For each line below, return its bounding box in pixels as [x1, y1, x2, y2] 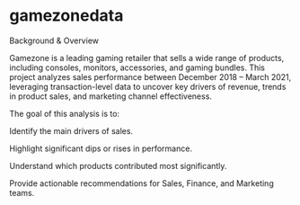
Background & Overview [9, 35, 99, 46]
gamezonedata [9, 5, 124, 26]
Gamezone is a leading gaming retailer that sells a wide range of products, [9, 52, 285, 63]
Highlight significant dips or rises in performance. [9, 143, 193, 154]
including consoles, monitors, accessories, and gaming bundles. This [9, 62, 265, 73]
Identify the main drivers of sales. [9, 125, 133, 136]
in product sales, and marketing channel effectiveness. [9, 91, 213, 102]
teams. [9, 187, 35, 198]
